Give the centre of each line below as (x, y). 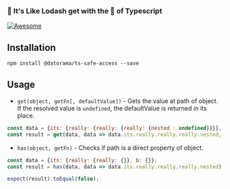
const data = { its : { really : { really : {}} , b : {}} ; (82, 160)
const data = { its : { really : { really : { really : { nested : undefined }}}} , (115, 128)
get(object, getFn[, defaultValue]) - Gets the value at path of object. (117, 101)
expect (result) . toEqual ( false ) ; (53, 179)
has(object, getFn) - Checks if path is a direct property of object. (110, 148)
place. (26, 115)
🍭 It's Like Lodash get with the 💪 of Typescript (85, 11)
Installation (31, 47)
